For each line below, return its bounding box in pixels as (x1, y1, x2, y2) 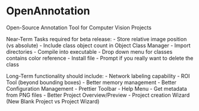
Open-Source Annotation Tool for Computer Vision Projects (6, 24, 151, 31)
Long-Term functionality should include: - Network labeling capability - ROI (6, 72, 190, 79)
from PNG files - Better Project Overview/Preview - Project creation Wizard (6, 91, 190, 98)
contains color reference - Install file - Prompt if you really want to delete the (6, 54, 194, 61)
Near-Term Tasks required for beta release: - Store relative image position (6, 35, 187, 42)
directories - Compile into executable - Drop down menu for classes (6, 48, 173, 55)
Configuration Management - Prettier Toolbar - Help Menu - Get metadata (6, 85, 187, 92)
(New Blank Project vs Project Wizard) (6, 97, 100, 105)
